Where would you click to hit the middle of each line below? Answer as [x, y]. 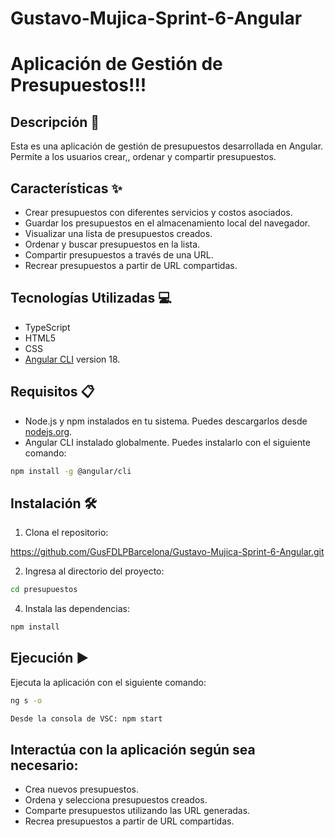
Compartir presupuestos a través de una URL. [119, 255]
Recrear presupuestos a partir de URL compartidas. [131, 265]
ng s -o [26, 700]
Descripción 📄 [55, 122]
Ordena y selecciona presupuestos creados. [116, 800]
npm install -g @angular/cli [71, 471]
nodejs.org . [48, 431]
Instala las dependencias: [77, 609]
